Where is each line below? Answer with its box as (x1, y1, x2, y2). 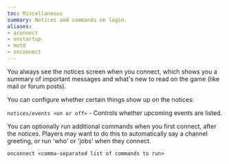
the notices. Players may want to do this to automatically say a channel (7, 129, 208, 138)
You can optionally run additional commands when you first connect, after (7, 122, 217, 130)
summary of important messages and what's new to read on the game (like (7, 74, 220, 83)
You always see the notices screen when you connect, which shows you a (7, 67, 218, 76)
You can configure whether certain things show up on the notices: (7, 95, 195, 103)
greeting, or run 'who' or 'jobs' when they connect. (7, 136, 151, 145)
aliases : (7, 23, 32, 30)
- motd (7, 42, 26, 49)
